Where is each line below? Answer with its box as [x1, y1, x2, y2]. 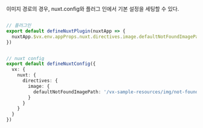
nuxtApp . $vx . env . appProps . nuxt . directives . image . [11, 34, 139, 40]
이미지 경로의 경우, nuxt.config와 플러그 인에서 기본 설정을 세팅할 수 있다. [6, 5, 179, 12]
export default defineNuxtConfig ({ [6, 61, 96, 67]
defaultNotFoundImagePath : [33, 89, 101, 95]
